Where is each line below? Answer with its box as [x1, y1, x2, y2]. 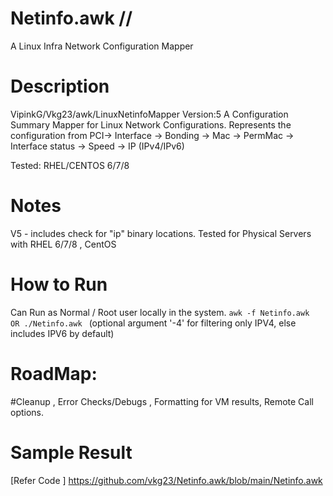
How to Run [10, 273, 108, 296]
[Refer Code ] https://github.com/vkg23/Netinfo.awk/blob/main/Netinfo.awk [10, 474, 323, 486]
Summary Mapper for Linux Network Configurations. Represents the [10, 118, 292, 131]
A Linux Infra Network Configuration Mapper [10, 40, 194, 52]
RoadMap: [10, 362, 98, 385]
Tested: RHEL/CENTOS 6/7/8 [10, 159, 130, 171]
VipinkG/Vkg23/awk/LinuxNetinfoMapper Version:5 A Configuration [10, 108, 289, 120]
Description [10, 75, 110, 98]
